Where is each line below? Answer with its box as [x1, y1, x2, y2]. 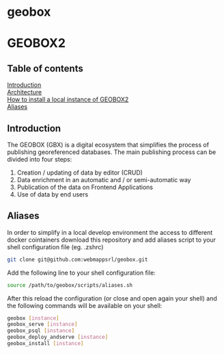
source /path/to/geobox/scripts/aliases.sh [7, 281, 133, 288]
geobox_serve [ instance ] [7, 321, 78, 328]
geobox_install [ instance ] [7, 340, 84, 347]
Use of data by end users [16, 190, 89, 199]
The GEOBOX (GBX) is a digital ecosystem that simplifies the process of [7, 141, 210, 149]
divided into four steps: [7, 155, 72, 163]
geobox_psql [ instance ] [7, 327, 75, 334]
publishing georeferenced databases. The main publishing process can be [7, 148, 216, 156]
